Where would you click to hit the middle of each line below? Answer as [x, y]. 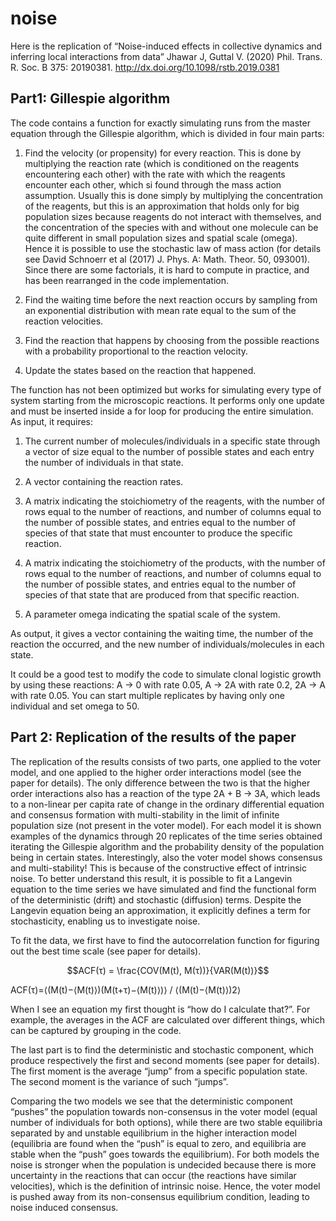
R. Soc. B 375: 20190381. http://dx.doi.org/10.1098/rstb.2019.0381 [145, 67]
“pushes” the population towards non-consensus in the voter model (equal [164, 1111]
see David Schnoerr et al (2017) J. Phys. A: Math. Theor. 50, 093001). [167, 259]
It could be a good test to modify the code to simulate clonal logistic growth [166, 674]
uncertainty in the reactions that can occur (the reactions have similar [153, 1175]
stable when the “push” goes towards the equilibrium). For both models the [165, 1154]
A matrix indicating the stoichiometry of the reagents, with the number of [175, 501]
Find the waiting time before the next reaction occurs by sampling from [171, 299]
